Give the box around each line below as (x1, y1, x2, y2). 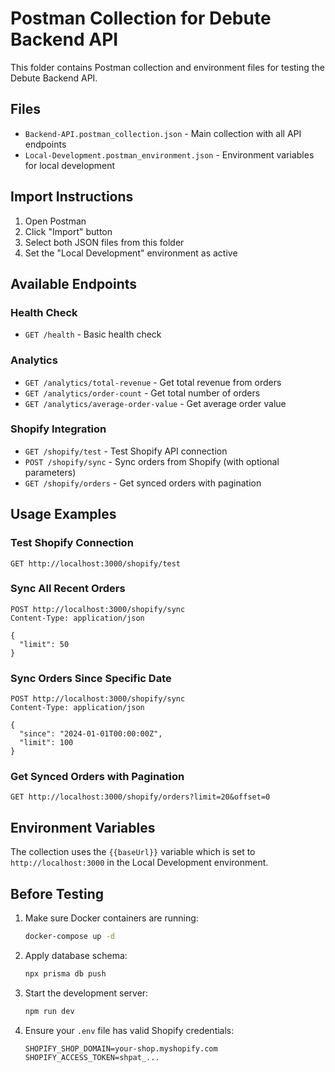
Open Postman (24, 215, 87, 227)
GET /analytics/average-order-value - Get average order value (24, 397, 287, 409)
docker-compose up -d (24, 932, 115, 942)
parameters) (24, 466, 77, 478)
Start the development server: (24, 987, 149, 999)
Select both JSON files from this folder (24, 236, 185, 248)
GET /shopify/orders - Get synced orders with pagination (24, 477, 262, 489)
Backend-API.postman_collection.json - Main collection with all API (24, 127, 302, 139)
